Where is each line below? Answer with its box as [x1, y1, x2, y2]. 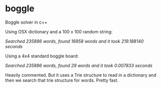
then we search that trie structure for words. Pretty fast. [5, 77, 119, 83]
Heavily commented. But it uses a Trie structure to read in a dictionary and [5, 72, 157, 78]
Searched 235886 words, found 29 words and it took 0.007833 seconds [5, 62, 153, 68]
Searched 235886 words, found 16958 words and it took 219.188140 [5, 38, 144, 44]
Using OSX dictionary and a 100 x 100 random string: [5, 29, 113, 34]
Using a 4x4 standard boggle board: [5, 53, 79, 59]
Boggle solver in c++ [5, 19, 48, 25]
